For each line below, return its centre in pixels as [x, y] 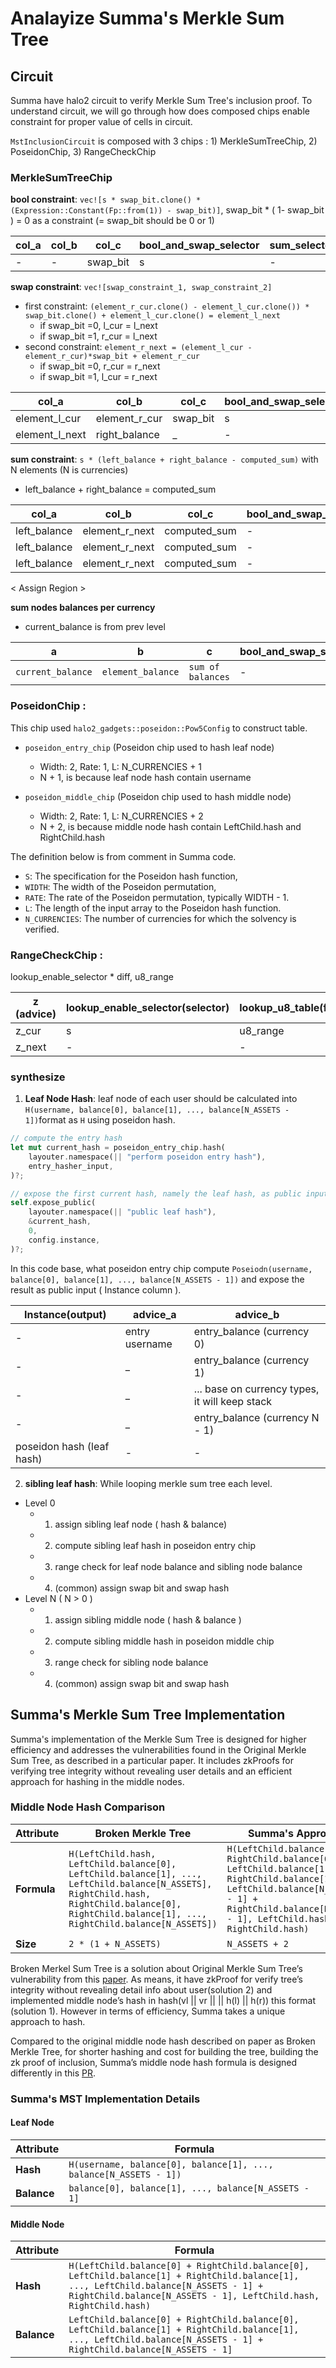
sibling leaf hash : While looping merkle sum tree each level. [148, 1483]
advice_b [257, 1314]
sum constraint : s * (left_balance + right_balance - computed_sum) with [164, 459]
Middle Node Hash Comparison [88, 1807]
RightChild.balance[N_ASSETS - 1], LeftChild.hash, [194, 2296]
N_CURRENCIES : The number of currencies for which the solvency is [160, 918]
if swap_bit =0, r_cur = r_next [100, 366]
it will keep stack [233, 1401]
